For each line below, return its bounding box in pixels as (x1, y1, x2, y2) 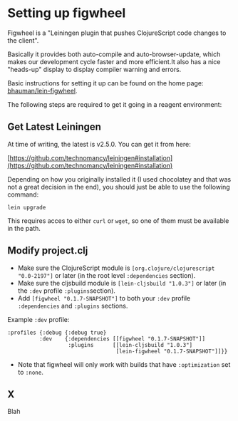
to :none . (17, 368, 44, 376)
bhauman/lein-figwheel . (7, 86, 78, 95)
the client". (7, 36, 39, 44)
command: (7, 190, 39, 199)
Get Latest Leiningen (7, 121, 102, 133)
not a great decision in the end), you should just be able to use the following (7, 182, 230, 191)
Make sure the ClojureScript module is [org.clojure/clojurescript (17, 264, 215, 272)
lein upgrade (7, 204, 46, 211)
